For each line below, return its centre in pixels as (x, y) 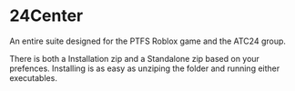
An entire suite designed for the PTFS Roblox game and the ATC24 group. (148, 41)
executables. (33, 77)
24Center (46, 16)
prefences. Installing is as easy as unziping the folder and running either (145, 68)
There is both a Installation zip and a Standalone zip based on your (134, 58)
